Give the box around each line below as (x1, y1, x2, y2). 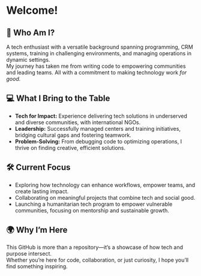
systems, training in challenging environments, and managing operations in (6, 50, 192, 57)
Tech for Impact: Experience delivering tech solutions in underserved (14, 112, 188, 119)
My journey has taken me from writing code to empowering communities (6, 62, 186, 70)
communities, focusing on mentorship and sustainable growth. (14, 206, 170, 214)
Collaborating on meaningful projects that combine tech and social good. (14, 194, 196, 201)
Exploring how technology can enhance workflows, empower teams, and (14, 181, 196, 188)
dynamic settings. (6, 56, 50, 63)
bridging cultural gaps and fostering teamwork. (14, 131, 132, 139)
